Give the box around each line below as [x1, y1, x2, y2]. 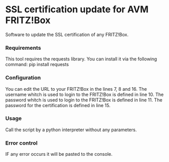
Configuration [5, 74, 41, 82]
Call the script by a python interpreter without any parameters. [5, 127, 137, 133]
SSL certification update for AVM [5, 4, 149, 15]
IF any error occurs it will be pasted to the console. [5, 151, 113, 157]
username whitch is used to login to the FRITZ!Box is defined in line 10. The [5, 91, 164, 97]
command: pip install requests [5, 62, 69, 68]
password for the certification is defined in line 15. [5, 102, 111, 108]
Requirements [5, 44, 41, 51]
